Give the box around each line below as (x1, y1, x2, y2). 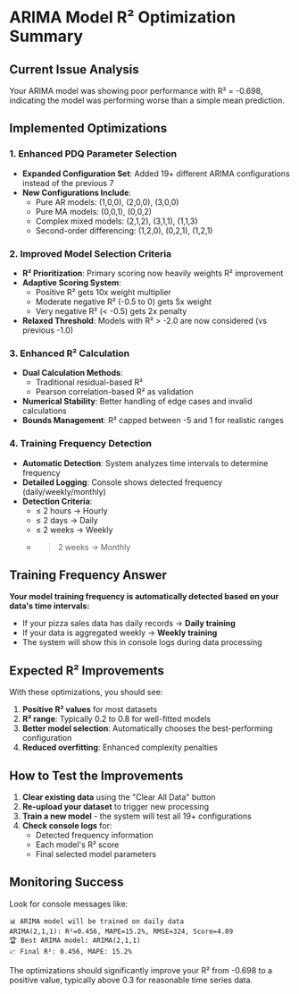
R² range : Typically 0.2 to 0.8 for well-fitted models (21, 714, 212, 725)
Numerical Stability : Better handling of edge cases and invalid (21, 396, 253, 407)
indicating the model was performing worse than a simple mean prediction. (9, 95, 286, 106)
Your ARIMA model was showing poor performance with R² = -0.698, (9, 86, 263, 96)
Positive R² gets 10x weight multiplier (35, 286, 172, 297)
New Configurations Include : (21, 187, 132, 198)
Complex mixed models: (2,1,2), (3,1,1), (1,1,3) (35, 216, 198, 226)
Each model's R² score (35, 839, 120, 850)
